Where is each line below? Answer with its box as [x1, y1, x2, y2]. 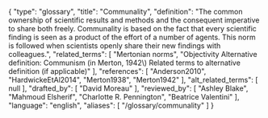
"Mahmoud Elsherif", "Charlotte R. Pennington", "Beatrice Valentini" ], [8, 92, 240, 101]
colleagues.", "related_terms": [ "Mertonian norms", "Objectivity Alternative [8, 50, 258, 59]
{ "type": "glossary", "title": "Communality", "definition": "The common [8, 7, 243, 16]
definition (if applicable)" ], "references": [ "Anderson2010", [8, 67, 207, 75]
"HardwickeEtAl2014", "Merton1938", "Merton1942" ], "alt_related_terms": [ [8, 75, 258, 84]
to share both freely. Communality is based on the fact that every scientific [8, 24, 257, 33]
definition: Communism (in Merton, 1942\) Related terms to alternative [8, 58, 241, 67]
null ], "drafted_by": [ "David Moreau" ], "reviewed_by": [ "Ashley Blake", [8, 83, 249, 93]
